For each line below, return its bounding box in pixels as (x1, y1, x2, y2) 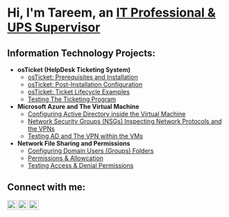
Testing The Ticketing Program (27, 95, 117, 103)
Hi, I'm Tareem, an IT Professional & (7, 5, 217, 21)
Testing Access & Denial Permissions (27, 162, 134, 169)
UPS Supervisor (7, 19, 101, 35)
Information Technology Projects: (7, 47, 156, 59)
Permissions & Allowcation (27, 154, 104, 162)
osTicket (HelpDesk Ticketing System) (17, 66, 130, 73)
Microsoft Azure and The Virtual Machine (17, 103, 139, 110)
